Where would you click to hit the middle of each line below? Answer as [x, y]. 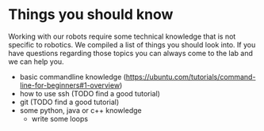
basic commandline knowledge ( [73, 77]
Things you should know [91, 15]
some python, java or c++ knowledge [80, 110]
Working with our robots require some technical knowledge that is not [122, 36]
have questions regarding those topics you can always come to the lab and [131, 53]
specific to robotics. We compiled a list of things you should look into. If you [132, 44]
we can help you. [36, 62]
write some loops [60, 118]
